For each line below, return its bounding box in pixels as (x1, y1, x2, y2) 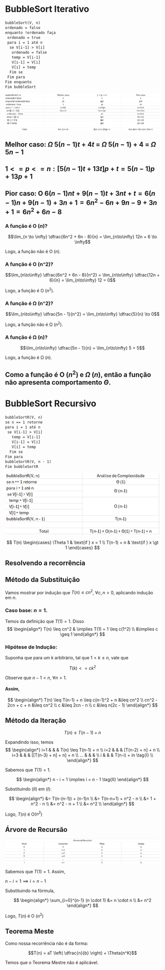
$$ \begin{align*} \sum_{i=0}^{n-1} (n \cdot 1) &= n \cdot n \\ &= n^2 (13, 898, 152, 903)
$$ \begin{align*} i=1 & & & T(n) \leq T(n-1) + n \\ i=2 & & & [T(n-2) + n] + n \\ (5, 747, 160, 753)
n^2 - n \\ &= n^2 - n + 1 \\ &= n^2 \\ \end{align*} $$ (30, 800, 135, 807)
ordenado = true (7, 35, 41, 40)
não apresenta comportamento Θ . (5, 378, 111, 387)
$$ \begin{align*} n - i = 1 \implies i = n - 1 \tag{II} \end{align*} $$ (16, 776, 149, 782)
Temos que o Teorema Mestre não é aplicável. (5, 959, 99, 965)
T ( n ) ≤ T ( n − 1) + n (63, 729, 102, 735)
